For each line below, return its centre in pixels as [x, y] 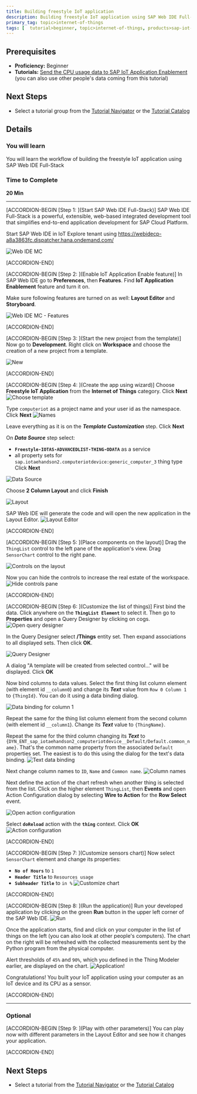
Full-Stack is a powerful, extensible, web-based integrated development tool [98, 216]
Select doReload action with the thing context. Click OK [73, 824]
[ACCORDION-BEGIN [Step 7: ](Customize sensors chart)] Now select [90, 853]
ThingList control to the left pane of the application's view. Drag [84, 548]
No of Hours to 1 [34, 870]
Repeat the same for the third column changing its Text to [76, 736]
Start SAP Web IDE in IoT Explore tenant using [62, 234]
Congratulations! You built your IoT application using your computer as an [95, 977]
